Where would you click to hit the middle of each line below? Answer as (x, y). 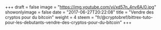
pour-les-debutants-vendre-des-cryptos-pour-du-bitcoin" (63, 22)
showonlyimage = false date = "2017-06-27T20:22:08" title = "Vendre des (80, 12)
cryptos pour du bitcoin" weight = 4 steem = (50, 17)
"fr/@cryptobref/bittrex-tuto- (124, 17)
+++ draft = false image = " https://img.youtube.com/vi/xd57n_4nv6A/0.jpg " (81, 7)
